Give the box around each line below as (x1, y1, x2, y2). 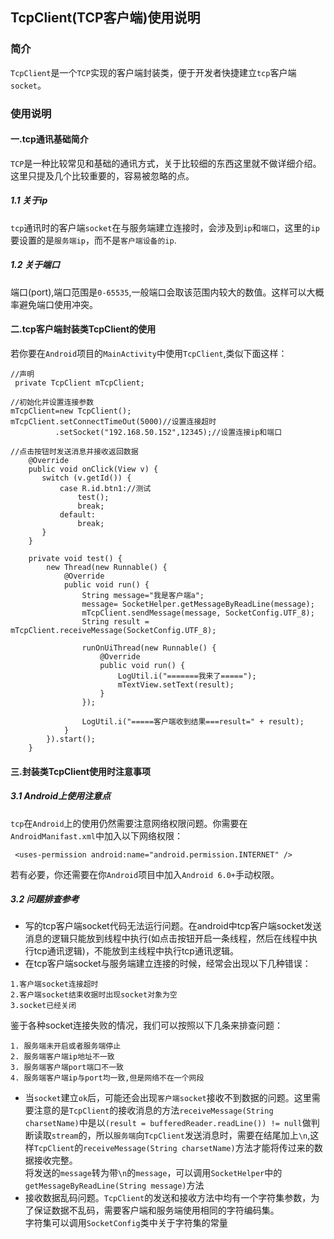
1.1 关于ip (10, 194, 48, 207)
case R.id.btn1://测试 (59, 483, 152, 493)
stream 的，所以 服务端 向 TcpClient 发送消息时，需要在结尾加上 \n (51, 1129, 308, 1142)
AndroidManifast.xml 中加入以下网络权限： (10, 829, 184, 842)
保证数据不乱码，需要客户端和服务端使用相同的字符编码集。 (33, 1204, 280, 1217)
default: (59, 509, 97, 520)
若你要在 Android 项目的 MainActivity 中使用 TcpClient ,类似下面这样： (10, 347, 288, 359)
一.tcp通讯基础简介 (10, 133, 89, 145)
